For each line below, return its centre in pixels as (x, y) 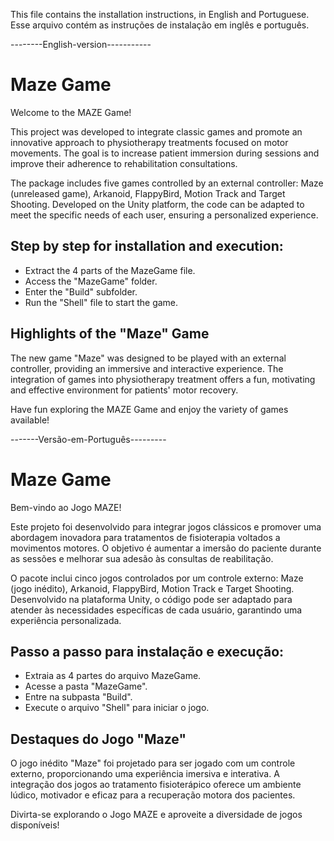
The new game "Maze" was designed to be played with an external (148, 358)
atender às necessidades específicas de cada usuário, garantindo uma (156, 610)
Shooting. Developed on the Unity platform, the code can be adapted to (157, 204)
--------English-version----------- (81, 44)
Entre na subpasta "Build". (78, 697)
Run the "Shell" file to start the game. (101, 302)
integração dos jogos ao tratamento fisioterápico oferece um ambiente (156, 785)
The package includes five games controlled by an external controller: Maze (167, 183)
